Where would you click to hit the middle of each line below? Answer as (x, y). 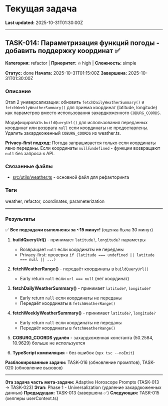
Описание (18, 91)
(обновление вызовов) (39, 367)
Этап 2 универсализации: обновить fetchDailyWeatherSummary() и (75, 102)
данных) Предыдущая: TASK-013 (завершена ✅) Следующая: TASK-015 (82, 392)
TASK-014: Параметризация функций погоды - (82, 43)
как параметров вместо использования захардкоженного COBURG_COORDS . (83, 113)
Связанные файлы (29, 166)
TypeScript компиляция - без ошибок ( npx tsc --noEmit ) (73, 352)
